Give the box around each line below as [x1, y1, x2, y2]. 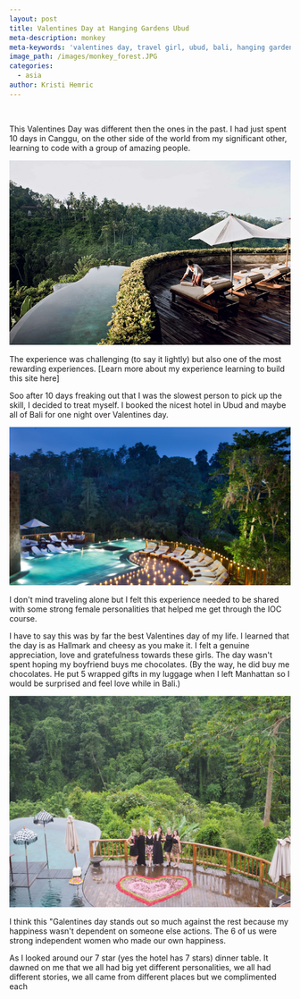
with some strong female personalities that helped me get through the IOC [9, 604, 282, 614]
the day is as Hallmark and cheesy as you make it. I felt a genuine [9, 640, 250, 651]
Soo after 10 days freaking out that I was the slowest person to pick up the [9, 390, 283, 401]
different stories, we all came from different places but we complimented [9, 971, 277, 983]
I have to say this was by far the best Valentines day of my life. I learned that [9, 631, 290, 641]
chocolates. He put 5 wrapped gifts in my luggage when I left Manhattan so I [9, 669, 290, 680]
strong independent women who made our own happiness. [9, 936, 226, 946]
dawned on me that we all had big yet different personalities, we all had [9, 962, 271, 973]
